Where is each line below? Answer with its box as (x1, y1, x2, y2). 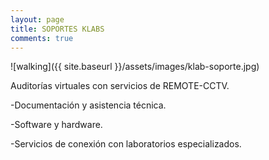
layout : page (10, 14, 65, 25)
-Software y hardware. (10, 119, 103, 131)
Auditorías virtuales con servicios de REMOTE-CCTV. (10, 80, 230, 92)
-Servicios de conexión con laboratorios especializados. (10, 138, 242, 150)
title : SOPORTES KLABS (10, 24, 105, 34)
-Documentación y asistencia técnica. (10, 99, 167, 111)
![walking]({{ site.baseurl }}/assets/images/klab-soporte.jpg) (10, 61, 260, 73)
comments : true (10, 33, 74, 43)
